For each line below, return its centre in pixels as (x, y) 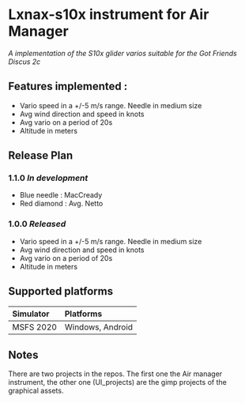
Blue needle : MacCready (61, 195)
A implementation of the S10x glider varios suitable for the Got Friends (122, 53)
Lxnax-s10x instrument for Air (109, 15)
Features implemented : (68, 87)
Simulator (31, 314)
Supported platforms (60, 291)
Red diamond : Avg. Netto (61, 204)
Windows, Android (98, 327)
